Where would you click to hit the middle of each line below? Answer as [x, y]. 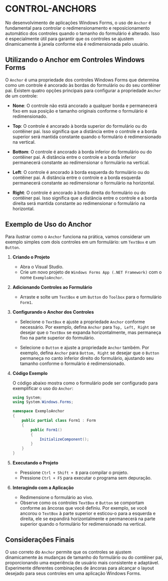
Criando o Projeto [31, 257]
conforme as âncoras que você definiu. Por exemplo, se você [83, 508]
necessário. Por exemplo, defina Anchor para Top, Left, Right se [88, 327]
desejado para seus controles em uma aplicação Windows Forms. [73, 573]
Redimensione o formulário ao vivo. [57, 498]
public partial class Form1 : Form [59, 421]
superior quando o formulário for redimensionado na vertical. [83, 524]
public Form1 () [47, 430]
